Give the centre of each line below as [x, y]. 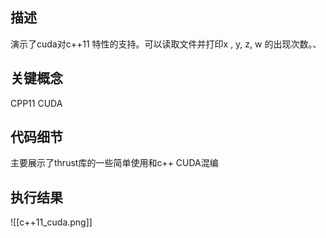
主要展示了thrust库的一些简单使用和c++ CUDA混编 [114, 163]
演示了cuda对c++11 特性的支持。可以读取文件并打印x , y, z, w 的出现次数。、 [166, 44]
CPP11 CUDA [36, 103]
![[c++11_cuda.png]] [51, 222]
